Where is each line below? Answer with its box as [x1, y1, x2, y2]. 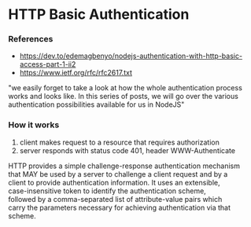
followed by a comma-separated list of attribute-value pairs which [8, 194, 223, 203]
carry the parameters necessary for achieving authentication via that [8, 203, 231, 212]
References [8, 34, 54, 45]
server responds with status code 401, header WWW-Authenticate [19, 145, 236, 155]
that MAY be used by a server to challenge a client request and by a [8, 169, 228, 178]
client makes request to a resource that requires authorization [19, 137, 220, 147]
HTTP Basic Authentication [8, 5, 190, 24]
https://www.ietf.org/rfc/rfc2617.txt [19, 68, 132, 78]
